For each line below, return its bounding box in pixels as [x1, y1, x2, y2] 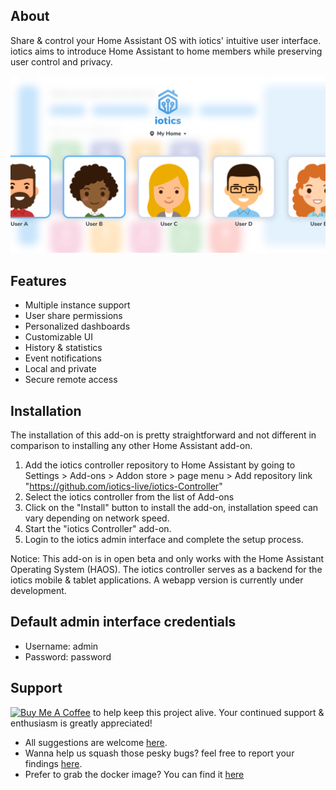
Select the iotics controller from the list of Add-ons [24, 490, 235, 503]
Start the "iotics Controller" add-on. [24, 522, 172, 534]
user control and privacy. [10, 55, 113, 68]
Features [10, 272, 67, 289]
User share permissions [24, 310, 123, 322]
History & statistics [24, 342, 103, 354]
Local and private [24, 363, 97, 375]
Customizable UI [24, 331, 94, 343]
